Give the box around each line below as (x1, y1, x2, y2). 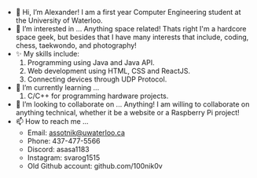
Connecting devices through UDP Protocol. (27, 74, 167, 84)
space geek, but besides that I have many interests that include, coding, (15, 32, 249, 42)
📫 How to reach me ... (15, 117, 89, 125)
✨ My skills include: (15, 49, 80, 58)
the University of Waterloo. (15, 16, 104, 25)
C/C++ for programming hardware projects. (27, 91, 169, 100)
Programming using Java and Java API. (27, 58, 155, 67)
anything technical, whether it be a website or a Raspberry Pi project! (15, 108, 240, 117)
